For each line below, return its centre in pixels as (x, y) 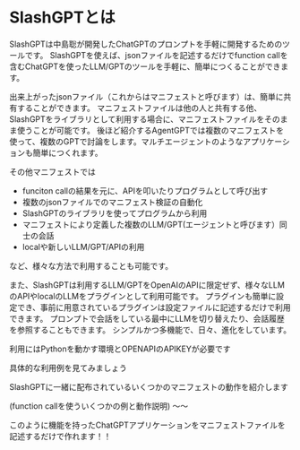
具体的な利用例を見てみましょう (68, 368)
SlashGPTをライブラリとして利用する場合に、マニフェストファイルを (137, 119)
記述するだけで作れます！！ (60, 436)
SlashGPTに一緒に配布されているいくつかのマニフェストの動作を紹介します (149, 386)
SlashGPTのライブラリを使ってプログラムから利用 (115, 213)
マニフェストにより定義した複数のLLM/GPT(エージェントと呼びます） (151, 224)
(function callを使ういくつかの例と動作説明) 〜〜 (99, 406)
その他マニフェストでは (52, 171)
